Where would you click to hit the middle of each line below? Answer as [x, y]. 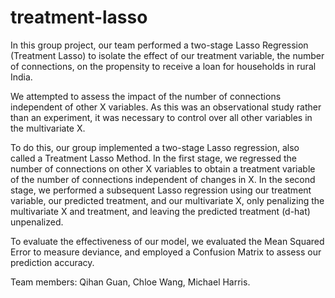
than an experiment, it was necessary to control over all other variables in [161, 117]
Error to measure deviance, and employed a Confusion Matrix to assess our [166, 252]
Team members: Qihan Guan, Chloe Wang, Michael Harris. [130, 282]
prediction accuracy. [52, 262]
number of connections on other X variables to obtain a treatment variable [163, 168]
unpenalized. [37, 222]
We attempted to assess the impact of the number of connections [146, 96]
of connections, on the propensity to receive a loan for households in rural [163, 66]
